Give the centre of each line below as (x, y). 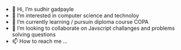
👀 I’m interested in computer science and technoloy (76, 15)
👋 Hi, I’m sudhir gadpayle (43, 9)
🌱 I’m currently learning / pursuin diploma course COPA (80, 22)
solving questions (34, 35)
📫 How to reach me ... (40, 41)
